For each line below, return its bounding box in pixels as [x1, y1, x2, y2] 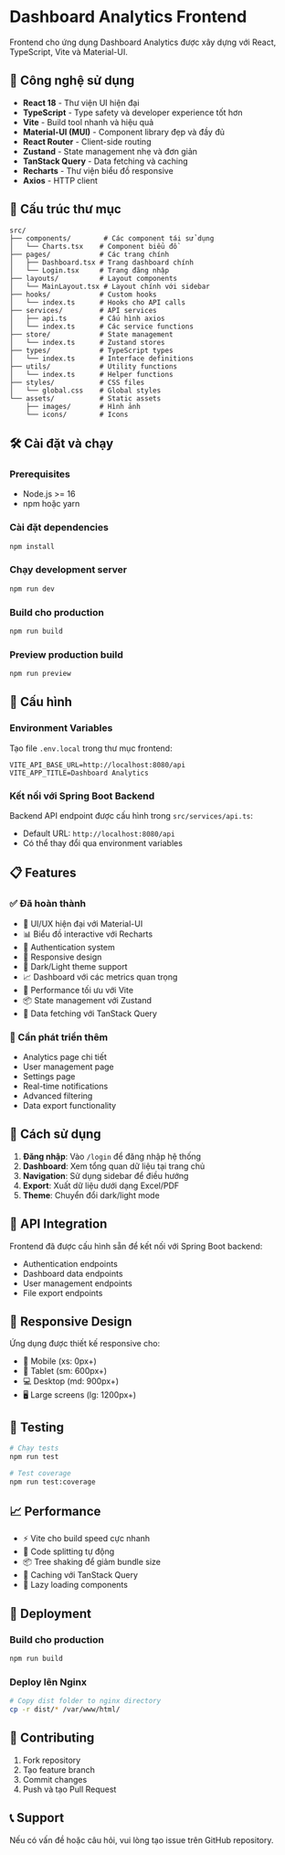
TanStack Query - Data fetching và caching [22, 155, 189, 166]
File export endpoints [22, 1287, 103, 1298]
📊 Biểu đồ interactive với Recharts [22, 928, 153, 939]
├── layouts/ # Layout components [9, 273, 178, 283]
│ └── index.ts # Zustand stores [9, 338, 166, 347]
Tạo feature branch [22, 1764, 96, 1775]
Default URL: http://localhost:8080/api [22, 828, 175, 839]
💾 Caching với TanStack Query [22, 1570, 139, 1581]
